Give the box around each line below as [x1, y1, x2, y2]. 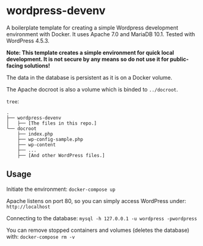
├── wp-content [17, 142, 56, 148]
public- [169, 55, 189, 63]
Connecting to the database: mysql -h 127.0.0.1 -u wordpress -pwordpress [6, 214, 197, 221]
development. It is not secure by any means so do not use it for [6, 55, 169, 63]
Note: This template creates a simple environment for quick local [6, 48, 174, 56]
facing [6, 62, 23, 69]
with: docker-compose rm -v [6, 233, 75, 240]
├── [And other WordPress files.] [17, 152, 105, 158]
